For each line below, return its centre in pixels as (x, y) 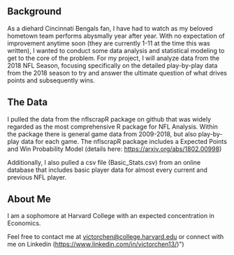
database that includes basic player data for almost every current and (107, 170)
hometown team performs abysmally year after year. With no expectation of (116, 36)
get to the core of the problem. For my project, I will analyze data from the (114, 58)
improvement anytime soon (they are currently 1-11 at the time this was (109, 43)
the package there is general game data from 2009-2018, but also (102, 134)
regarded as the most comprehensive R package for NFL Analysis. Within (113, 126)
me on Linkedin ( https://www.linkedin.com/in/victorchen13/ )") (96, 245)
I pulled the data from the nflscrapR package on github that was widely (109, 119)
